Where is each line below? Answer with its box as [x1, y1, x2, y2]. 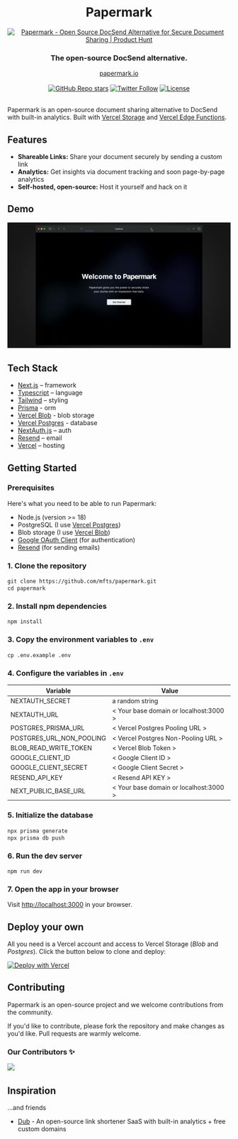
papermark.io [99, 69, 139, 78]
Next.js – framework [17, 381, 76, 390]
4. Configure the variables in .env [7, 668, 124, 678]
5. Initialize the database [7, 810, 93, 820]
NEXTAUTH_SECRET [10, 696, 71, 705]
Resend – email [17, 434, 62, 442]
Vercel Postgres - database [17, 419, 98, 427]
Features [7, 133, 47, 145]
